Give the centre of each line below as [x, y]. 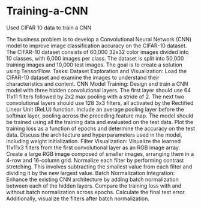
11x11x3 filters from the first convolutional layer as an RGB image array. [93, 147]
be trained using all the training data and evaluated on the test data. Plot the [100, 122]
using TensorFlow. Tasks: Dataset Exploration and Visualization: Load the [97, 71]
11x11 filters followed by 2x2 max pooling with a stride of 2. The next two [95, 97]
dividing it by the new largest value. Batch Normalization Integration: [91, 173]
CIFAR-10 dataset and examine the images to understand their [83, 77]
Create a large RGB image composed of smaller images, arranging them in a [100, 153]
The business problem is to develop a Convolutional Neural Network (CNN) [99, 39]
